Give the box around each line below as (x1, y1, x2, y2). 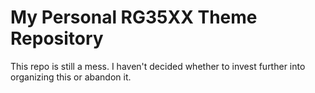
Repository (10, 27, 104, 50)
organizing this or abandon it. (10, 71, 132, 83)
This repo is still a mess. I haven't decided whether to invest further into (10, 60, 306, 72)
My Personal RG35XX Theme (10, 6, 258, 29)
